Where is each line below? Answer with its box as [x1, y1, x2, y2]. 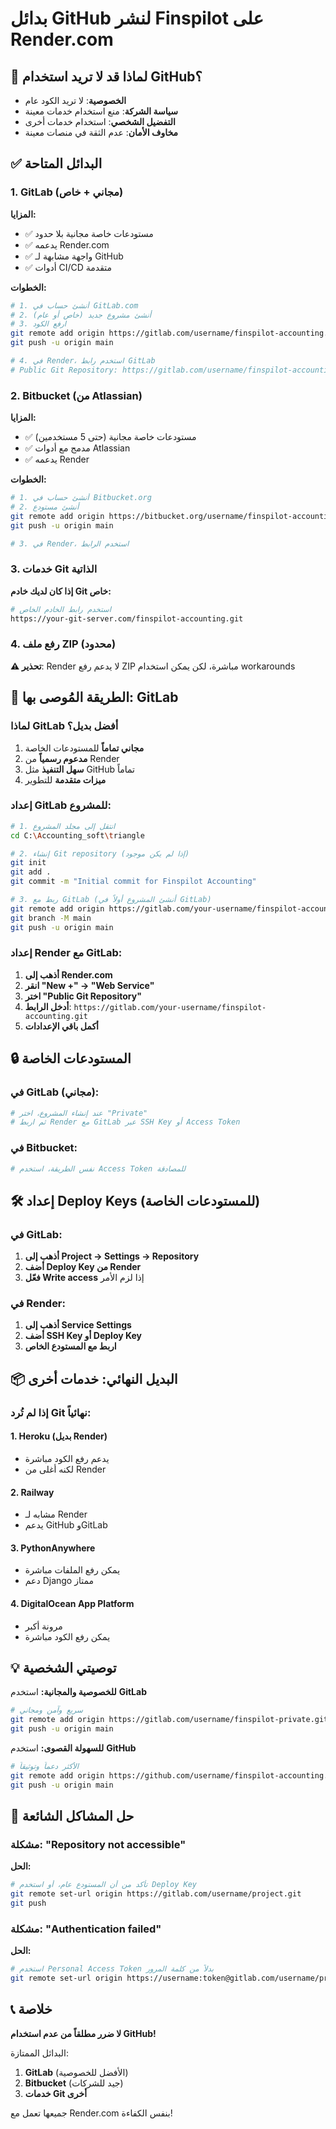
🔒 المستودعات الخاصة [10, 1050, 132, 1067]
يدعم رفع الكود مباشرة [24, 1452, 110, 1464]
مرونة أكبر [24, 1620, 63, 1632]
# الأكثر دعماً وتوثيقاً [10, 1762, 80, 1772]
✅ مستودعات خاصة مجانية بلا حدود [24, 227, 154, 239]
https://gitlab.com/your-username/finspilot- [73, 1002, 267, 1012]
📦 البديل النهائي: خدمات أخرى [10, 1370, 178, 1387]
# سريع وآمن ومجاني [10, 1705, 83, 1716]
